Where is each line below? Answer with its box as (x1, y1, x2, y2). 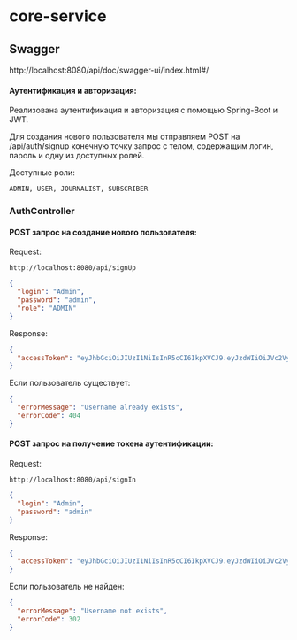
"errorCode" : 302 (17, 614, 81, 623)
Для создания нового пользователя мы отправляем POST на (9, 131, 240, 143)
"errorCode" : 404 (17, 412, 81, 420)
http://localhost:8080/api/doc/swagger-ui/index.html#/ (9, 65, 209, 75)
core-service (9, 6, 107, 27)
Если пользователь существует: (9, 378, 131, 389)
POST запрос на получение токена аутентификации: (9, 438, 214, 449)
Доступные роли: (9, 167, 75, 178)
